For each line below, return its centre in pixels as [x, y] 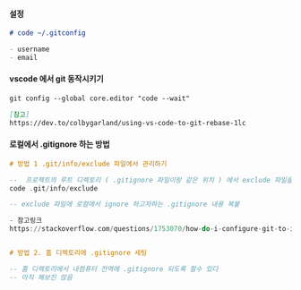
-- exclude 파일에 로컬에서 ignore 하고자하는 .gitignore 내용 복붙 [125, 205]
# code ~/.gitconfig [48, 33]
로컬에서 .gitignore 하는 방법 [60, 144]
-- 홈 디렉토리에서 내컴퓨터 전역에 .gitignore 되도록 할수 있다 [114, 269]
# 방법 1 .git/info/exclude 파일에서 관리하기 [88, 164]
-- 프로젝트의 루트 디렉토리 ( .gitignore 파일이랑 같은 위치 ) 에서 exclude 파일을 [151, 180]
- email [24, 57]
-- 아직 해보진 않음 [41, 277]
